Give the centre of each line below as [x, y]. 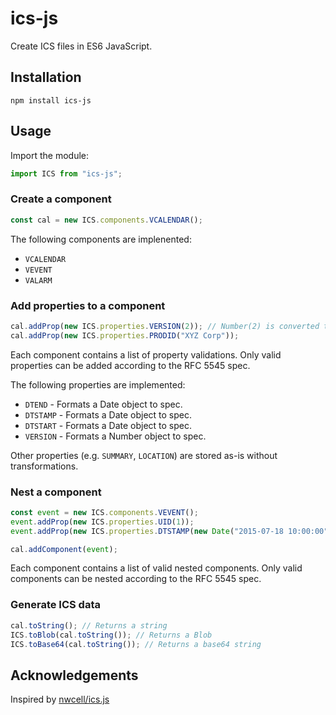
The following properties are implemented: [98, 384]
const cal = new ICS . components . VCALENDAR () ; [106, 220]
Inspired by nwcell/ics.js [60, 699]
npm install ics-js [51, 100]
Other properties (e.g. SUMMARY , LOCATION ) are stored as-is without [144, 455]
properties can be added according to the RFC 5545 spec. [130, 365]
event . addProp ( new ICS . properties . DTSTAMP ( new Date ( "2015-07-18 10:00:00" [169, 531]
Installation [46, 77]
